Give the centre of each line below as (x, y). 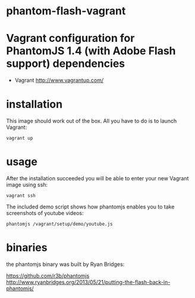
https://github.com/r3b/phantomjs (48, 275)
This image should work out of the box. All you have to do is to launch (92, 121)
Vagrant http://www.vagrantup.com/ (59, 80)
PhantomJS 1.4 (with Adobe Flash (91, 51)
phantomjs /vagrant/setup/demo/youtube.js (59, 224)
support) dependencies (66, 64)
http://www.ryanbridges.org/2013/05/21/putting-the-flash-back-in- (88, 282)
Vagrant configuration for (70, 39)
